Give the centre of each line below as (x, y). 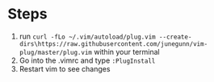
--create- (176, 37)
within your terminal (126, 51)
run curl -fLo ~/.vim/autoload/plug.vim (87, 36)
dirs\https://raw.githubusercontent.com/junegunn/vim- (113, 44)
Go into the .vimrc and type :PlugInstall (87, 60)
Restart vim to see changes (65, 68)
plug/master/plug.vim (55, 52)
